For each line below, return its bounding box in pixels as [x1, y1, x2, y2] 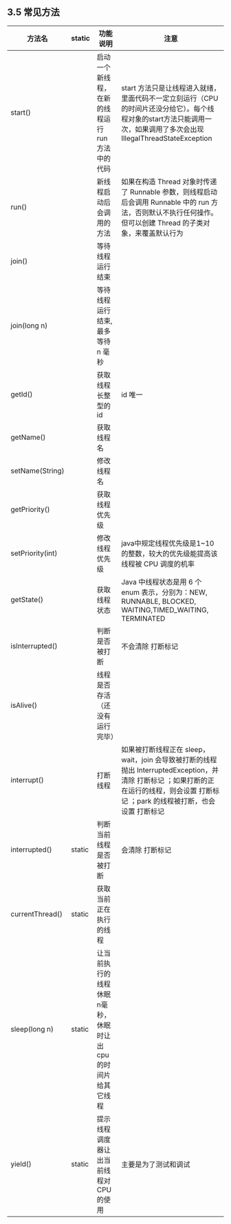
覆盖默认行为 [142, 228, 184, 238]
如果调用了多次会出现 [135, 124, 204, 134]
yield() [10, 1159, 32, 1168]
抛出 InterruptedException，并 [121, 765, 219, 775]
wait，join [121, 755, 153, 764]
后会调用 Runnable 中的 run [121, 197, 210, 207]
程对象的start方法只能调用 [121, 114, 205, 124]
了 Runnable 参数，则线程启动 [121, 187, 218, 197]
